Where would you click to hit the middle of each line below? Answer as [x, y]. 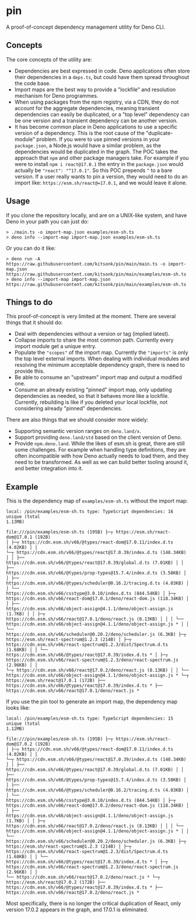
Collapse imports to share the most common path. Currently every [94, 340]
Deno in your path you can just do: [48, 221]
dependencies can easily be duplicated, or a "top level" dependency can [102, 114]
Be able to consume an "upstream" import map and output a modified [98, 377]
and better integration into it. [49, 469]
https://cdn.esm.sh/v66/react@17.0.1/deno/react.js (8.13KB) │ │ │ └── [95, 619]
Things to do [29, 302]
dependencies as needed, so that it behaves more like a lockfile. [92, 396]
